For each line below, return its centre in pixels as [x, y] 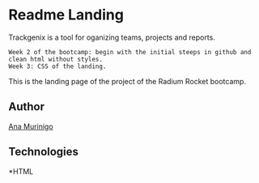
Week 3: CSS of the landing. [57, 66]
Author [26, 107]
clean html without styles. [56, 59]
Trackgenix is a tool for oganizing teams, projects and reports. [112, 37]
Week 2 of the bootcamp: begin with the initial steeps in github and [130, 52]
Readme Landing [66, 15]
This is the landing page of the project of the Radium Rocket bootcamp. [127, 81]
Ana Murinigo [31, 126]
